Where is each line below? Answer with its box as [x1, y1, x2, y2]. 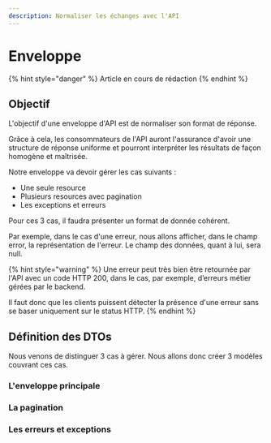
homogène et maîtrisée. [8, 152, 88, 161]
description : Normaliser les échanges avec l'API [8, 11, 180, 20]
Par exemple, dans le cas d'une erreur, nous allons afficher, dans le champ [8, 232, 258, 242]
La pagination [8, 402, 63, 414]
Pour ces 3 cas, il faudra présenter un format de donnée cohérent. [8, 216, 230, 226]
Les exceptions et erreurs [19, 200, 106, 210]
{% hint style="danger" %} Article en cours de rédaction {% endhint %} [8, 74, 249, 84]
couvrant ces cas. [8, 360, 69, 370]
